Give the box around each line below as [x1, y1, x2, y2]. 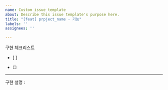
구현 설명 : [5, 79, 25, 85]
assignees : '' [5, 26, 35, 31]
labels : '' [5, 21, 28, 26]
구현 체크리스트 [5, 44, 35, 50]
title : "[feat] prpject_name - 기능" [5, 16, 81, 21]
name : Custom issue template [5, 7, 66, 12]
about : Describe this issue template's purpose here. [5, 12, 120, 17]
